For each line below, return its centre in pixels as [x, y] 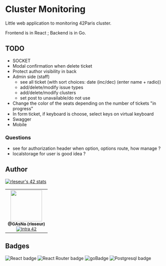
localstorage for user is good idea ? [49, 154]
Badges [17, 246]
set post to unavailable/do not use [55, 98]
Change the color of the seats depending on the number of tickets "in [84, 103]
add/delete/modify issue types [52, 87]
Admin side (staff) [31, 77]
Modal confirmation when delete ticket [52, 66]
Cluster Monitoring [45, 9]
